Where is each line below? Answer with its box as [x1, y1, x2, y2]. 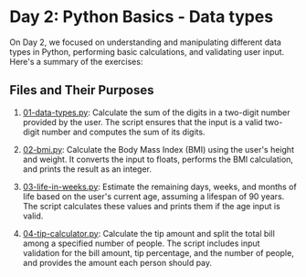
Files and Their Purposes [9, 82, 154, 98]
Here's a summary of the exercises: [9, 56, 143, 67]
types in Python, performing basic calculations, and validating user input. [9, 46, 285, 57]
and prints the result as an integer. [22, 163, 153, 175]
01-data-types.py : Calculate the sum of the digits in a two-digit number [22, 107, 290, 118]
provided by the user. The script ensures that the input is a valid [22, 116, 263, 127]
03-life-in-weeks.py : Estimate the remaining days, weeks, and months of [22, 181, 297, 192]
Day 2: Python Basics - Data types [9, 6, 274, 27]
